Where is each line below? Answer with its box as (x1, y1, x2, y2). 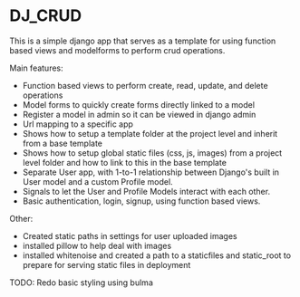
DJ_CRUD (9, 5, 82, 26)
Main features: (9, 62, 63, 73)
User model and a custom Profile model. (22, 176, 174, 187)
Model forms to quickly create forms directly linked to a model (22, 99, 256, 110)
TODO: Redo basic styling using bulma (9, 277, 154, 288)
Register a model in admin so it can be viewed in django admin (22, 109, 256, 120)
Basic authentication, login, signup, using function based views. (22, 196, 261, 206)
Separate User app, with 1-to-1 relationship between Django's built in (22, 167, 279, 177)
